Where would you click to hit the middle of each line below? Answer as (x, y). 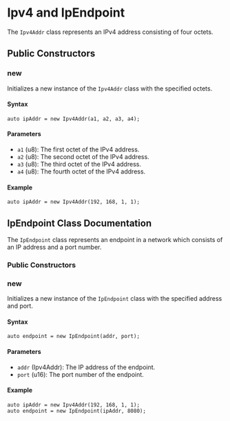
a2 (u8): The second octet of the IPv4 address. (83, 157)
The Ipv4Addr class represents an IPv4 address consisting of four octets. (110, 32)
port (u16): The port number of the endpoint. (81, 374)
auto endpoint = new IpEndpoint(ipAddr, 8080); (77, 411)
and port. (20, 306)
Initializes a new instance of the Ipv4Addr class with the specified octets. (110, 88)
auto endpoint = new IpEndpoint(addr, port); (73, 337)
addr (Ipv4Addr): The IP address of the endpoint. (86, 367)
